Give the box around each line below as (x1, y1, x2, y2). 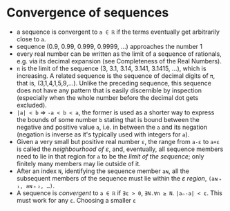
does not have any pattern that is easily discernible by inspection (16, 86, 202, 94)
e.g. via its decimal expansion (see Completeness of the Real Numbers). (16, 57, 222, 65)
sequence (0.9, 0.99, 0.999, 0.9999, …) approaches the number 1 (16, 42, 203, 50)
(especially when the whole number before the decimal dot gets (16, 93, 199, 101)
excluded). (16, 101, 48, 109)
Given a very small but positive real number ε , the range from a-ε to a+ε (16, 137, 220, 145)
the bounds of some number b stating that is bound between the (16, 115, 200, 123)
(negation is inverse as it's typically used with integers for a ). (16, 130, 190, 139)
